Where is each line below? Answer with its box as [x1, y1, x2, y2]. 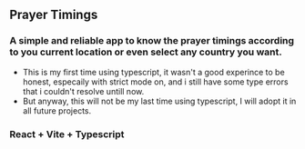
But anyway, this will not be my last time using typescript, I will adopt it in [22, 95, 297, 106]
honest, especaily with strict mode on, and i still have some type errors [22, 76, 289, 87]
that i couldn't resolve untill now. [22, 85, 145, 96]
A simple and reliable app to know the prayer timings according [9, 35, 294, 47]
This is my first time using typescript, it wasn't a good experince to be [22, 66, 285, 77]
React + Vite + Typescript [9, 127, 125, 140]
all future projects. [22, 104, 92, 116]
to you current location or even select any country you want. [9, 45, 282, 58]
